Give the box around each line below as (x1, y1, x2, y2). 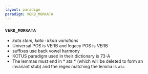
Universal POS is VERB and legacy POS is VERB (12, 42, 108, 49)
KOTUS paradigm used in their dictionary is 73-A (12, 53, 110, 59)
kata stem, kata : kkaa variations (12, 37, 79, 43)
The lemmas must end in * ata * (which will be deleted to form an (12, 58, 143, 64)
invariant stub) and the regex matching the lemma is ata (12, 63, 125, 69)
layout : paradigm (5, 7, 41, 12)
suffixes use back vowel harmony (12, 48, 80, 54)
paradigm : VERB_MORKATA (5, 12, 54, 17)
